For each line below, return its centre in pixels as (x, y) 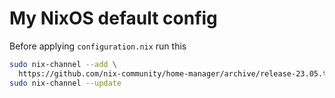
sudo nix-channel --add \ (63, 64)
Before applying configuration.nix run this (98, 46)
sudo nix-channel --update (65, 83)
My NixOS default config (113, 18)
